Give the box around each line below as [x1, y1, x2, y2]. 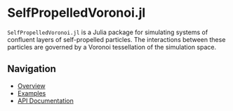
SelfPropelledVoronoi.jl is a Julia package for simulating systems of [7, 28, 208, 36]
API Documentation [17, 96, 74, 105]
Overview [17, 82, 46, 90]
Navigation [7, 63, 56, 75]
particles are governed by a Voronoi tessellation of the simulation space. [7, 43, 217, 51]
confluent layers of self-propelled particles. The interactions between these [7, 35, 226, 43]
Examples [17, 89, 46, 97]
